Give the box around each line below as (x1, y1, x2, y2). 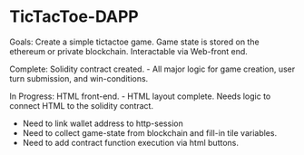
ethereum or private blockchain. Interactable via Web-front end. (9, 45, 248, 56)
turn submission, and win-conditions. (9, 73, 149, 83)
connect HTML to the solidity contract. (9, 100, 154, 111)
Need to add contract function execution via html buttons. (22, 137, 239, 148)
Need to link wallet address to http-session (22, 118, 183, 129)
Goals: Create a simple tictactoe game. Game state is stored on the (9, 36, 260, 47)
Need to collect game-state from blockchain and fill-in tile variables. (22, 127, 278, 138)
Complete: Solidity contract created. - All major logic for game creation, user (9, 63, 296, 74)
